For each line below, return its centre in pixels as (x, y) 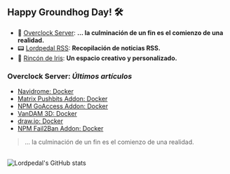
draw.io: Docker (40, 121)
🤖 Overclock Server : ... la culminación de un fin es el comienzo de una (120, 32)
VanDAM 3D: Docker (47, 114)
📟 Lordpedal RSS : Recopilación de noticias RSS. (89, 48)
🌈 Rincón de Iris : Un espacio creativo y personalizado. (97, 58)
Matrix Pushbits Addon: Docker (62, 99)
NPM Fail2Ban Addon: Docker (60, 129)
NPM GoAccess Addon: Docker (63, 106)
